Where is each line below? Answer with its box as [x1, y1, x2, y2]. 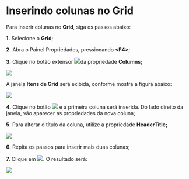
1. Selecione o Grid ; [6, 35, 54, 42]
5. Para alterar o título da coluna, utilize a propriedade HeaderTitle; [6, 121, 168, 128]
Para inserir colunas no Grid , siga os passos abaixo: [6, 23, 131, 30]
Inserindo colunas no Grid [6, 4, 134, 18]
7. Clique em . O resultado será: [6, 155, 87, 162]
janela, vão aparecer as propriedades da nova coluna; [6, 109, 135, 116]
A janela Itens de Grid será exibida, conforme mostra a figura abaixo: [6, 80, 172, 87]
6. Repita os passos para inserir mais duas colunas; [6, 143, 130, 150]
